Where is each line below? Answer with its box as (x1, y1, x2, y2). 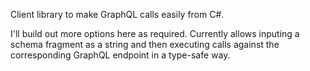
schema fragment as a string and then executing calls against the (10, 39, 280, 50)
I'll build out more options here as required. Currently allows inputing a (10, 28, 300, 39)
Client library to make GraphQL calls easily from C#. (10, 9, 225, 20)
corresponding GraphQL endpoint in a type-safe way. (10, 49, 231, 61)
